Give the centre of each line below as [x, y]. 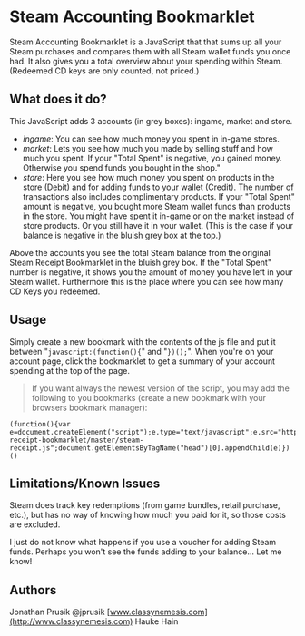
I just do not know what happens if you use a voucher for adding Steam [143, 543]
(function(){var [40, 424]
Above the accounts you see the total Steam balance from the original [140, 252]
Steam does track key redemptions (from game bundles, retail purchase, [145, 505]
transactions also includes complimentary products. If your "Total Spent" [158, 196]
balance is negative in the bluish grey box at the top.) [122, 235]
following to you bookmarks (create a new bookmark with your [148, 397]
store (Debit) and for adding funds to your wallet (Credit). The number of [158, 187]
